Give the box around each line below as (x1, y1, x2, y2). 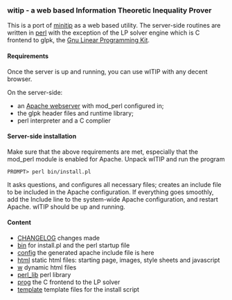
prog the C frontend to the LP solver (17, 278, 121, 286)
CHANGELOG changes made (17, 233, 100, 242)
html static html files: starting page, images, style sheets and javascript (17, 256, 220, 264)
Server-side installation (7, 132, 77, 141)
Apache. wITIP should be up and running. (7, 202, 126, 211)
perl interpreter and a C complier (17, 116, 111, 125)
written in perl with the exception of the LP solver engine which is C (7, 28, 200, 37)
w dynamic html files (17, 263, 77, 272)
